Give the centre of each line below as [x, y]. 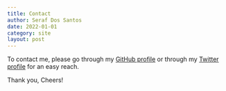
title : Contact [29, 14]
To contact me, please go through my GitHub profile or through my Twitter [113, 59]
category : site [29, 33]
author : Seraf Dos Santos [44, 20]
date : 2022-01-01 [32, 26]
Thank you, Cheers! [35, 80]
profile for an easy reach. [43, 67]
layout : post [26, 40]
